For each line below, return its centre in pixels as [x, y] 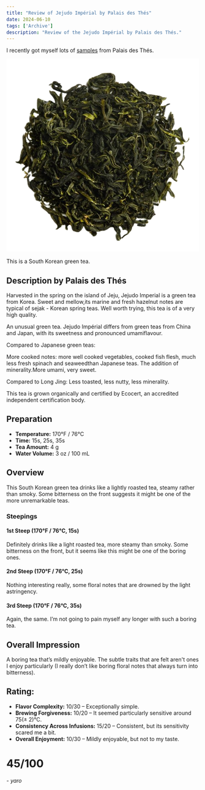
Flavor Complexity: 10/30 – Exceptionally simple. [77, 706]
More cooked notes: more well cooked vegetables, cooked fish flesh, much [101, 357]
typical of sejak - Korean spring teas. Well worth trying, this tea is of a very [100, 308]
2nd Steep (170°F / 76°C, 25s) [45, 571]
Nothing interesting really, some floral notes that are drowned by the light [99, 585]
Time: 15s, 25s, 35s [40, 440]
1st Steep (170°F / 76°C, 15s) [43, 531]
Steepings [22, 516]
